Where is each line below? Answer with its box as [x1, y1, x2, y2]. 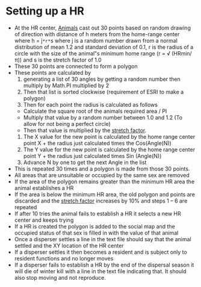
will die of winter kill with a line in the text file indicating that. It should [14, 267, 187, 275]
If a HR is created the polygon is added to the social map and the [14, 222, 175, 230]
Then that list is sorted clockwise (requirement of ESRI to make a [23, 88, 184, 95]
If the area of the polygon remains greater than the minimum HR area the [14, 178, 195, 185]
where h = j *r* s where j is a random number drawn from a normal [14, 37, 178, 44]
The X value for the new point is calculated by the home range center [23, 133, 196, 140]
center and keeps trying [14, 216, 74, 224]
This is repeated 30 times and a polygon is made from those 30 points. [14, 165, 190, 172]
